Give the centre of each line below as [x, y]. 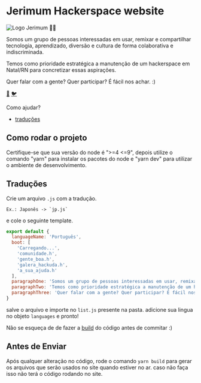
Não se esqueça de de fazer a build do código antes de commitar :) [89, 327]
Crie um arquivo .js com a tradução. [51, 198]
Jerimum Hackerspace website [85, 11]
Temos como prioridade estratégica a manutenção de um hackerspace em [98, 64]
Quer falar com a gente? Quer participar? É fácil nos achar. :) [81, 82]
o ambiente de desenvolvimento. [46, 165]
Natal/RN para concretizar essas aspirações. [61, 70]
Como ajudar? [23, 107]
